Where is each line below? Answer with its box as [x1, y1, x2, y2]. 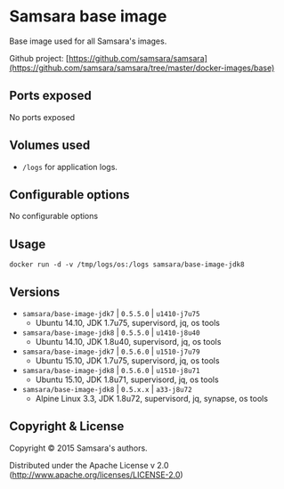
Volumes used [9, 138, 91, 153]
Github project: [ [9, 53, 69, 63]
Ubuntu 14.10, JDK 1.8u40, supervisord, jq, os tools [35, 337, 222, 346]
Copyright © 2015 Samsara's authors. [9, 443, 149, 453]
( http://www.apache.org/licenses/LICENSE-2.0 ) [9, 469, 184, 480]
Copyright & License [9, 419, 125, 434]
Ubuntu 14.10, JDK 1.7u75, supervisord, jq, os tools [35, 318, 221, 328]
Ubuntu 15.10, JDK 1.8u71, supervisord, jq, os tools [35, 374, 220, 385]
